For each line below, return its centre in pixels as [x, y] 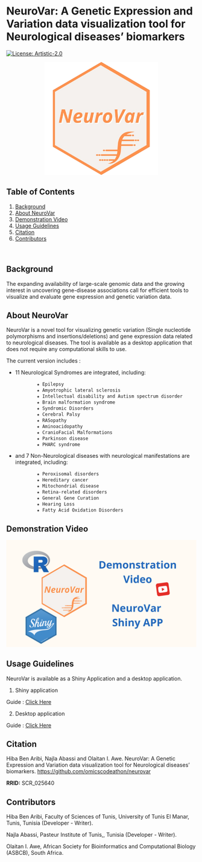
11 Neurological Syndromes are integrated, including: [80, 373]
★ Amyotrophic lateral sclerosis [79, 390]
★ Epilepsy [51, 384]
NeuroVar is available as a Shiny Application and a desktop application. [94, 678]
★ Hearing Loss [56, 504]
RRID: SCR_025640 [30, 783]
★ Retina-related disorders [72, 492]
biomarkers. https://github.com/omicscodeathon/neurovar [79, 772]
